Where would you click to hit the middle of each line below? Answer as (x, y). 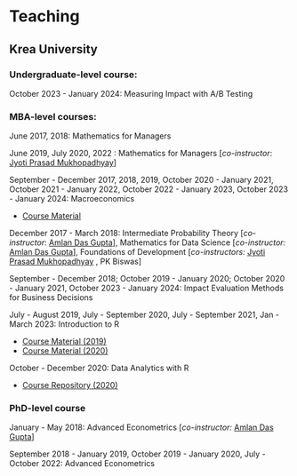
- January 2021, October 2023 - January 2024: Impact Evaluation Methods (147, 288)
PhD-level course (48, 409)
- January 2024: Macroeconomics (72, 199)
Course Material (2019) (64, 341)
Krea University (53, 49)
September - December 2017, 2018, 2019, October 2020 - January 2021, (141, 180)
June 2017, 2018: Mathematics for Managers (90, 136)
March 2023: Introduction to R (64, 324)
